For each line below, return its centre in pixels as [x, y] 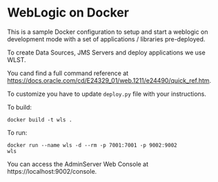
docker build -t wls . [40, 120]
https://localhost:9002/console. [52, 171]
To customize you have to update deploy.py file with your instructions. [107, 94]
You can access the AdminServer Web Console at [78, 164]
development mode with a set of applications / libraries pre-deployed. [106, 39]
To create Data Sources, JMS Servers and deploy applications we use [106, 52]
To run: [17, 132]
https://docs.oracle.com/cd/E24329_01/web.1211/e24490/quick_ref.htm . [109, 80]
